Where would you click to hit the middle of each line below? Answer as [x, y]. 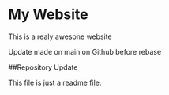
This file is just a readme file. [55, 82]
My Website [48, 15]
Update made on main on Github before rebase [85, 51]
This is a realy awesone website [60, 36]
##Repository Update [43, 67]
